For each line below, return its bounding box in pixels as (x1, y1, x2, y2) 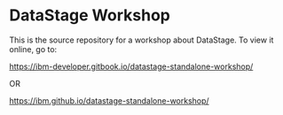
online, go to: (9, 43, 58, 54)
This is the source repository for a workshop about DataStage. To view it (9, 34, 274, 45)
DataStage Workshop (9, 5, 170, 26)
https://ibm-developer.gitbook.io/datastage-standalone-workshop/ (9, 61, 254, 72)
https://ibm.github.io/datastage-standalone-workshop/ (9, 95, 210, 106)
